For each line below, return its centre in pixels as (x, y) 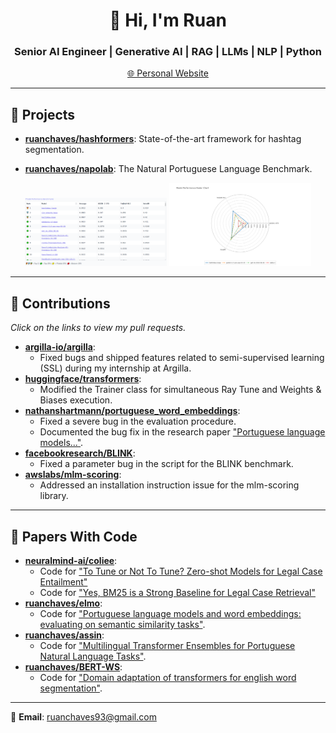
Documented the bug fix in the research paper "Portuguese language (182, 432)
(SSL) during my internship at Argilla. (115, 368)
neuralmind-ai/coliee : (71, 561)
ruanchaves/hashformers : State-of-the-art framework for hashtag (163, 139)
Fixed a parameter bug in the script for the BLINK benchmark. (166, 464)
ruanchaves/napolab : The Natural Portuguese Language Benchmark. (168, 169)
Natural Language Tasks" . (93, 656)
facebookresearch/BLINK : (80, 453)
